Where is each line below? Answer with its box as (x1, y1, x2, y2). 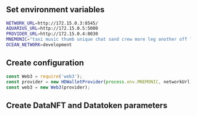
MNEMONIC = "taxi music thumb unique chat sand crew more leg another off (6, 37, 188, 43)
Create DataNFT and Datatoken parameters (6, 100, 168, 110)
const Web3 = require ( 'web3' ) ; (6, 73, 83, 79)
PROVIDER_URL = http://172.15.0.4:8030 (6, 31, 98, 37)
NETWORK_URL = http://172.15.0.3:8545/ (6, 20, 98, 26)
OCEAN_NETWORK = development (6, 42, 72, 48)
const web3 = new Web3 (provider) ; (6, 84, 91, 90)
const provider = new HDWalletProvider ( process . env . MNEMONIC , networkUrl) (6, 79, 193, 85)
